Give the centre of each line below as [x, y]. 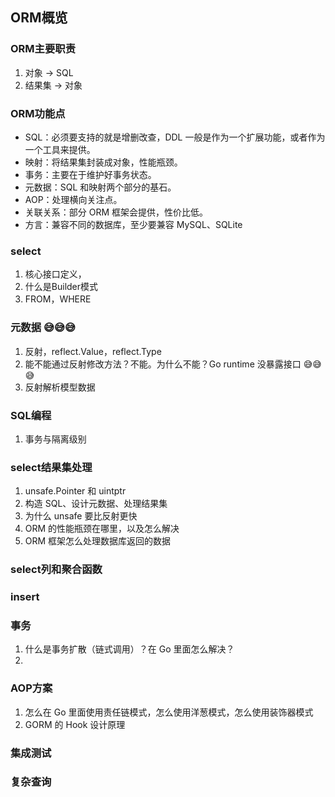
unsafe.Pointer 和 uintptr [75, 491]
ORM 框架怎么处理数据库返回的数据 [98, 541]
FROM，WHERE [58, 299]
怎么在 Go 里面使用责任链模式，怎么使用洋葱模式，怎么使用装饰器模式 [169, 712]
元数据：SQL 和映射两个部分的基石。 [100, 187]
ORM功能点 [38, 113]
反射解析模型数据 [60, 387]
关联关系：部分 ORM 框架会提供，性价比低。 [116, 212]
